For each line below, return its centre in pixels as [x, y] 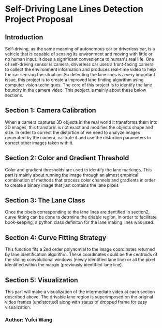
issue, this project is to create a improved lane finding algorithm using [74, 80]
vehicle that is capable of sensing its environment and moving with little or [79, 54]
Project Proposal [39, 19]
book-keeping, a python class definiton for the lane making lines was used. [80, 222]
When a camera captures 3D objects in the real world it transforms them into [81, 122]
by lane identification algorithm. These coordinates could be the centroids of [81, 254]
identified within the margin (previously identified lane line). [64, 265]
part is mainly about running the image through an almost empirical [72, 175]
